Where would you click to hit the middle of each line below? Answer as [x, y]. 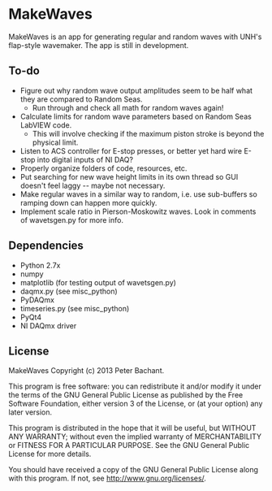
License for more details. [50, 454]
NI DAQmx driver [48, 325]
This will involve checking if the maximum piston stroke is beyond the [148, 133]
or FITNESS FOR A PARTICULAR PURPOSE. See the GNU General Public [129, 445]
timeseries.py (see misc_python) [75, 308]
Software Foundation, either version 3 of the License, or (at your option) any [136, 404]
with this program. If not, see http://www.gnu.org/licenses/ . [108, 478]
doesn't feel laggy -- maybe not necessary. [93, 185]
